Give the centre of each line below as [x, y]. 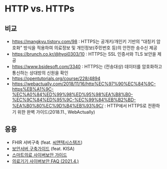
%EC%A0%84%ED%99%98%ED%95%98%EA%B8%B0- [72, 94]
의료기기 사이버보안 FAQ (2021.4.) [45, 161]
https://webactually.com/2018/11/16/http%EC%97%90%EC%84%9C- [84, 84]
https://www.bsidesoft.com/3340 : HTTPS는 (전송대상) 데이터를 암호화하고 [87, 66]
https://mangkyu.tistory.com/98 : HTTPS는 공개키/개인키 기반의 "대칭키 [83, 41]
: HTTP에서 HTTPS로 [125, 106]
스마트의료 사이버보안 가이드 [39, 155]
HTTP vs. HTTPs [39, 9]
